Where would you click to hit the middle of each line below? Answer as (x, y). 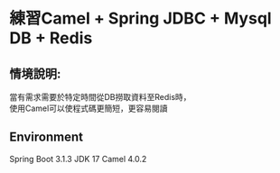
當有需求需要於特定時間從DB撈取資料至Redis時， (100, 97)
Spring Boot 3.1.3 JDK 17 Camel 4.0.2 (78, 159)
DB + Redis (51, 38)
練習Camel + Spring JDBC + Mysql (141, 18)
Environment (47, 137)
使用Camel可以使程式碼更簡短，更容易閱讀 (89, 108)
